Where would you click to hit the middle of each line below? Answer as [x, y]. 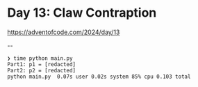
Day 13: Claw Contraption [82, 13]
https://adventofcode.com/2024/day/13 [64, 32]
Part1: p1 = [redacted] [42, 64]
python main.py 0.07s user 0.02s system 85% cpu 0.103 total [99, 77]
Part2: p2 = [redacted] [42, 70]
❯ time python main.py [40, 58]
